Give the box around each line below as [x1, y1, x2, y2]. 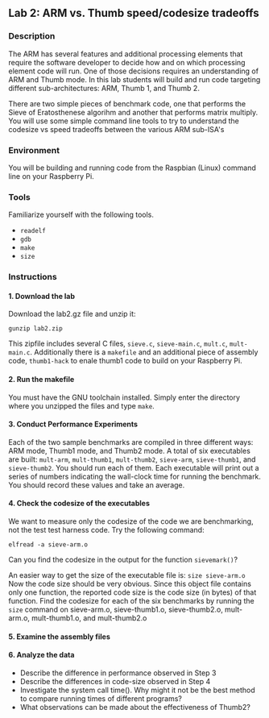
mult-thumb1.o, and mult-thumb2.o [31, 613, 147, 623]
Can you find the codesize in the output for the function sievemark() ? [8, 555, 238, 565]
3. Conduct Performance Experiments [8, 419, 139, 430]
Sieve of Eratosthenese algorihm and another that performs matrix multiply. [8, 107, 259, 117]
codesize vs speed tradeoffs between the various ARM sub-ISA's [8, 124, 225, 134]
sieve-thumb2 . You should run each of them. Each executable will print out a [8, 463, 259, 472]
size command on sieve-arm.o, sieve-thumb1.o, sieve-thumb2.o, [8, 604, 223, 615]
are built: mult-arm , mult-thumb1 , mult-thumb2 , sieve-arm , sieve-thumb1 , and [8, 454, 256, 464]
